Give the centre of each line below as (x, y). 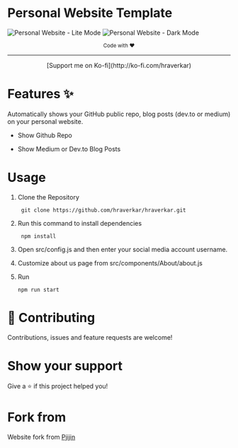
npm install (39, 236)
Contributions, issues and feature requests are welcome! (90, 337)
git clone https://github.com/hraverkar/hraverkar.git (103, 210)
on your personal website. (45, 121)
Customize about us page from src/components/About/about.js (110, 263)
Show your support (65, 366)
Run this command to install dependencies (80, 223)
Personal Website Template (90, 13)
